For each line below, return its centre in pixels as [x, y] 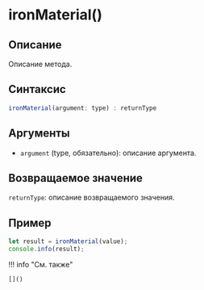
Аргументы [39, 134]
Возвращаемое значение [76, 178]
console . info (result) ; [46, 249]
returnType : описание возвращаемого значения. [92, 198]
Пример [30, 223]
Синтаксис [37, 89]
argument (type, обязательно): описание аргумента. [108, 153]
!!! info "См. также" [41, 264]
